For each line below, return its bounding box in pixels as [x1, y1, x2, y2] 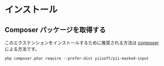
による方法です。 [5, 46, 40, 52]
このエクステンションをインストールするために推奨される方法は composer [5, 40, 159, 45]
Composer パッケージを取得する [5, 25, 106, 34]
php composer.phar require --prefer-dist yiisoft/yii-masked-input [5, 56, 149, 61]
